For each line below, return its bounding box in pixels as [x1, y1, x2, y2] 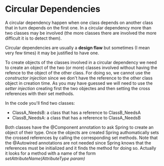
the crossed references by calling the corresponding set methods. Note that [5, 135, 158, 141]
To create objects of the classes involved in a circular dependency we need [5, 59, 157, 65]
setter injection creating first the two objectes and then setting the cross [5, 85, 150, 91]
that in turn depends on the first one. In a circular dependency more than [5, 24, 152, 30]
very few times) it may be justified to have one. [5, 50, 99, 56]
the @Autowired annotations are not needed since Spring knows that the [5, 140, 151, 145]
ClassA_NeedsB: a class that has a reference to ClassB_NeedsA [12, 109, 141, 116]
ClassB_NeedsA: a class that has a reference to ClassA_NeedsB [12, 115, 141, 120]
